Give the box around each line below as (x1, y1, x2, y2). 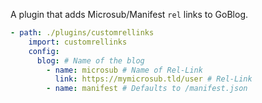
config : (28, 46, 60, 56)
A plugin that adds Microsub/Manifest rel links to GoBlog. (10, 9, 249, 20)
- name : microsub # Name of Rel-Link (46, 65, 203, 75)
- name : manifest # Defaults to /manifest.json (46, 84, 248, 94)
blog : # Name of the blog (36, 55, 145, 66)
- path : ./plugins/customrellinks (10, 28, 155, 38)
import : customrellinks (28, 37, 128, 47)
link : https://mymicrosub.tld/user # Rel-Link (54, 74, 253, 84)
